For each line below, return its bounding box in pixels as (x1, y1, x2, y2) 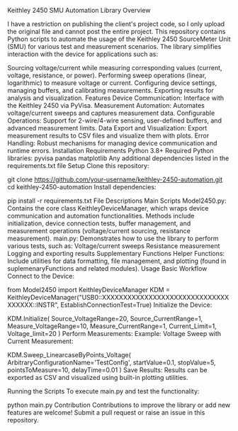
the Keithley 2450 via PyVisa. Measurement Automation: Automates (7, 101, 205, 109)
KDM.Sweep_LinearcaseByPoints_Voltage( (7, 351, 131, 359)
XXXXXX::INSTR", (7, 301, 59, 309)
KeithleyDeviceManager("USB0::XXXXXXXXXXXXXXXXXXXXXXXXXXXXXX (7, 293, 229, 301)
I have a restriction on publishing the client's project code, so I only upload (7, 20, 225, 28)
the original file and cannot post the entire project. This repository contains (7, 28, 226, 35)
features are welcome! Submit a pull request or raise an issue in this (7, 408, 205, 417)
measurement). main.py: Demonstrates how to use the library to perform (7, 234, 219, 242)
